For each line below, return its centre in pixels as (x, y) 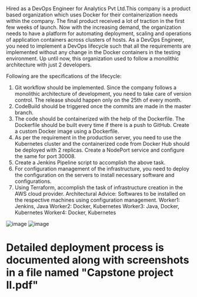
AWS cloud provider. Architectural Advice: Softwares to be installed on (100, 194)
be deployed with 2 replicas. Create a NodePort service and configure (99, 150)
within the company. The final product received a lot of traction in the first (95, 21)
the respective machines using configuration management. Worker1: (97, 200)
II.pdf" (22, 285)
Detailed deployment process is (85, 248)
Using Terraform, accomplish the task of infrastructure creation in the (99, 187)
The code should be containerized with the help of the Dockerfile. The (100, 119)
